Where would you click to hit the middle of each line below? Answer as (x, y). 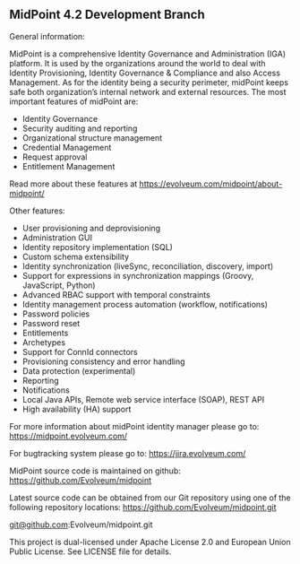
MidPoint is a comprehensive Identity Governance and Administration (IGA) (148, 54)
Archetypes (43, 342)
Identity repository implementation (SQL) (97, 247)
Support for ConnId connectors (80, 351)
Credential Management (67, 147)
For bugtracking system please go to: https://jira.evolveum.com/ (128, 453)
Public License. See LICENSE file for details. (90, 551)
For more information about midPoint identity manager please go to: (134, 426)
